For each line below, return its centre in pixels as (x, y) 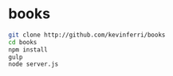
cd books (23, 42)
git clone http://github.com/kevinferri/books (87, 35)
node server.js (33, 64)
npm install (28, 49)
